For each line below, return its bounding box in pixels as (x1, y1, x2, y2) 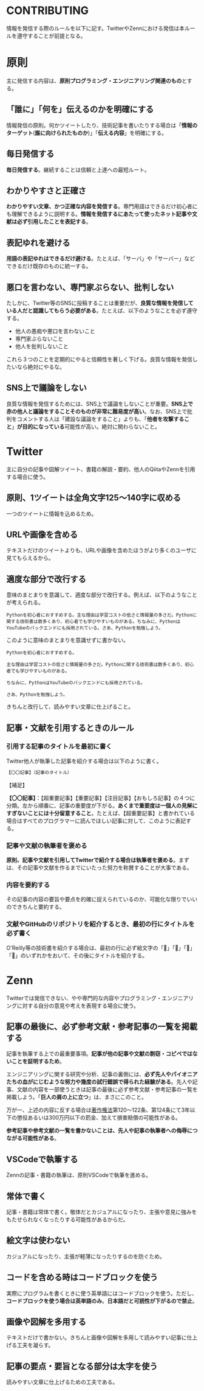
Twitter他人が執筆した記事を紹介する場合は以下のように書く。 (6, 757, 162, 765)
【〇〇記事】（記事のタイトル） (6, 769, 72, 776)
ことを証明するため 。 (11, 1057, 65, 1065)
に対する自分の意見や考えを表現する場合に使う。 (16, 1002, 140, 1009)
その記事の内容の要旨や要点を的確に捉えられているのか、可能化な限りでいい (6, 895, 198, 903)
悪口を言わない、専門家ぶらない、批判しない (6, 282, 174, 292)
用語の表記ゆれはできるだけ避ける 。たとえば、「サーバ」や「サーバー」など (6, 255, 195, 262)
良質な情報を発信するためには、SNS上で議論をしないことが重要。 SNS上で (6, 400, 193, 407)
